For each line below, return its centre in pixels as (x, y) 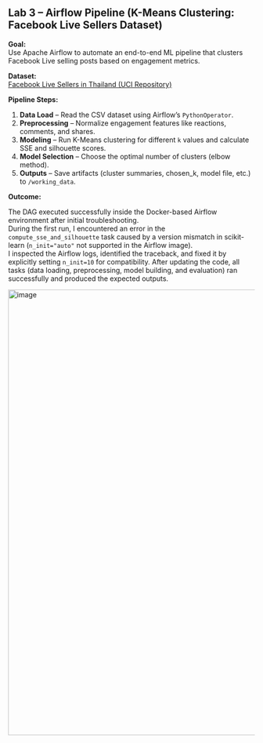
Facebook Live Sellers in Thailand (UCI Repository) (90, 84)
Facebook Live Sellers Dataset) (85, 25)
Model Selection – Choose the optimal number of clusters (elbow (125, 156)
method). (34, 165)
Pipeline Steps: (33, 99)
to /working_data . (47, 181)
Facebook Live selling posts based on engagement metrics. (104, 60)
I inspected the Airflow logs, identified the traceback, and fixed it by (117, 253)
